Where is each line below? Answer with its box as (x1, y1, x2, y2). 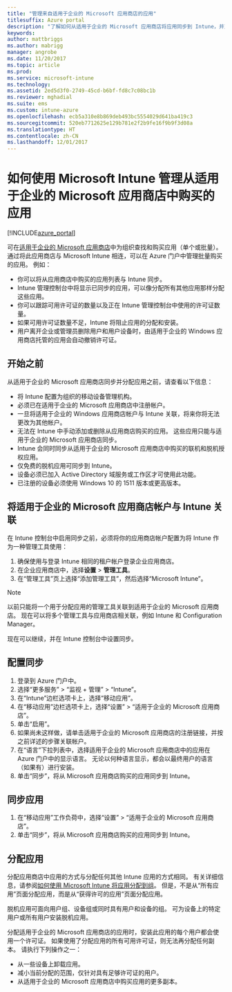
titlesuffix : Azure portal (7, 17, 85, 24)
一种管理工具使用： (12, 542, 68, 550)
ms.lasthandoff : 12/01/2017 (7, 139, 88, 146)
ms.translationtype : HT (7, 126, 76, 133)
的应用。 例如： (7, 260, 52, 269)
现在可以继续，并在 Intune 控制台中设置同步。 (7, 634, 138, 642)
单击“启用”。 (17, 719, 54, 728)
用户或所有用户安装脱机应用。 (7, 913, 92, 921)
